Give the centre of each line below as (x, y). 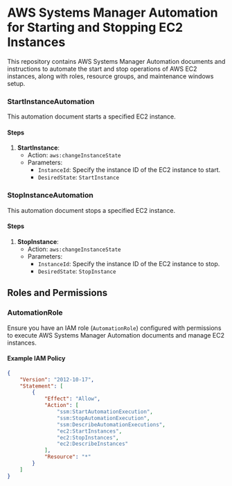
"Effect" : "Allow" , (72, 399)
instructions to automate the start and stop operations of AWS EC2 (102, 69)
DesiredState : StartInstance (79, 177)
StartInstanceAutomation (51, 101)
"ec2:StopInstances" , (88, 437)
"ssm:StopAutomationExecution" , (103, 418)
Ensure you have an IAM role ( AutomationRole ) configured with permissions (114, 328)
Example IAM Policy (36, 358)
